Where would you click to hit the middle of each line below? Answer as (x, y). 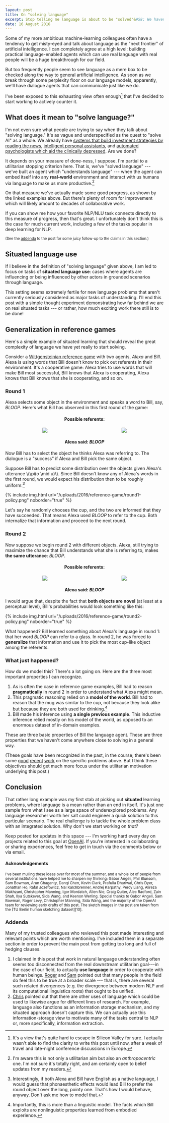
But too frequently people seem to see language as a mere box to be (76, 70)
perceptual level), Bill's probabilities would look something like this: (75, 606)
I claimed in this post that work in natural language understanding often (86, 959)
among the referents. (27, 648)
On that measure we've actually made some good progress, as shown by (81, 193)
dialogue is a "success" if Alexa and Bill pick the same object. (69, 458)
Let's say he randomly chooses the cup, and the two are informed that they (83, 510)
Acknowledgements (27, 864)
